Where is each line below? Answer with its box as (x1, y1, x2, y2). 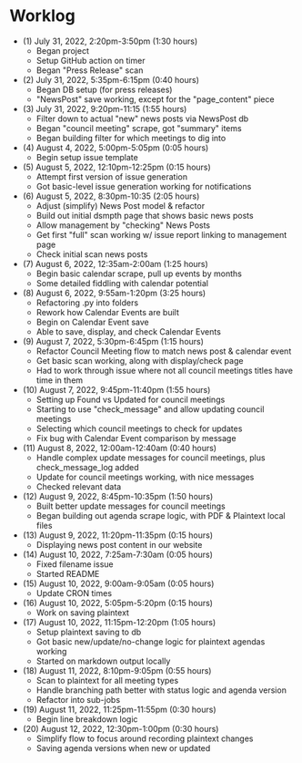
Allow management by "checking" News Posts (35, 220, 211, 231)
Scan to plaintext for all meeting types (35, 675, 179, 686)
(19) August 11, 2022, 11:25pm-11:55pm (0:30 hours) (22, 704, 216, 715)
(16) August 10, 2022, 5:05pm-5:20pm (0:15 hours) (22, 597, 214, 608)
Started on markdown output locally (35, 655, 171, 666)
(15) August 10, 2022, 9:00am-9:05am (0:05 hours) (22, 578, 215, 589)
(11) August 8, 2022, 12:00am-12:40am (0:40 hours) (22, 442, 216, 453)
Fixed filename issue (35, 558, 114, 570)
